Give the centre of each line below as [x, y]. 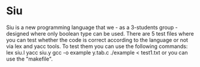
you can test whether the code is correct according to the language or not [97, 40]
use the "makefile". [30, 59]
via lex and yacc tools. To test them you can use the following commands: [97, 46]
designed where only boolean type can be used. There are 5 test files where [100, 33]
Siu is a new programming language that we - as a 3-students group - [92, 27]
